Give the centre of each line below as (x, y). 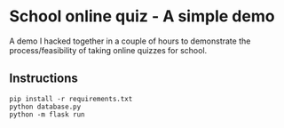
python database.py (45, 107)
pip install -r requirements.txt (71, 99)
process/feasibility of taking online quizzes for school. (108, 50)
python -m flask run (47, 114)
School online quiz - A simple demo (142, 16)
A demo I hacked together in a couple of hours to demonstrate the (130, 41)
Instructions (43, 79)
